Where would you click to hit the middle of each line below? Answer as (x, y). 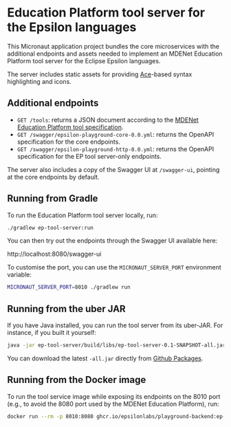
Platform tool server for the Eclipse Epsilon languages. (84, 61)
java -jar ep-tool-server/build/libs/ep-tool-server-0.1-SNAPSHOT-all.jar (117, 345)
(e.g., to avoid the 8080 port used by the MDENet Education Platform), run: (113, 404)
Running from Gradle (53, 198)
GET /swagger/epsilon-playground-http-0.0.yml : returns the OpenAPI (115, 149)
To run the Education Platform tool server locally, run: (82, 215)
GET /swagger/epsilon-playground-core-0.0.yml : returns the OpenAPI (115, 134)
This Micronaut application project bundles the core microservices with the (113, 46)
